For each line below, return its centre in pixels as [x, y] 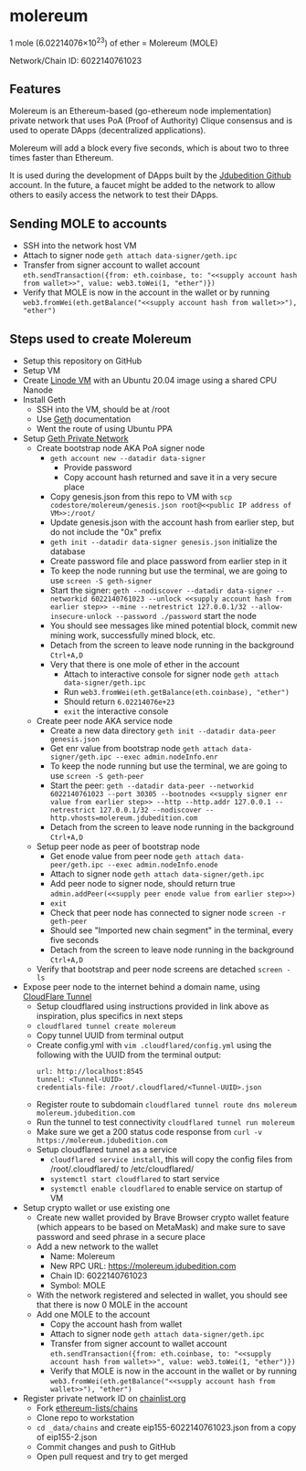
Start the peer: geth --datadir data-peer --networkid [152, 785]
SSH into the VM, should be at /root [103, 410]
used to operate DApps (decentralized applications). [108, 131]
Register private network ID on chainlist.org [104, 1399]
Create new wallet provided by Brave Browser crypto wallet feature [163, 1218]
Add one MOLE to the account [93, 1315]
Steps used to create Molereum [100, 339]
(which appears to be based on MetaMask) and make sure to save [161, 1227]
